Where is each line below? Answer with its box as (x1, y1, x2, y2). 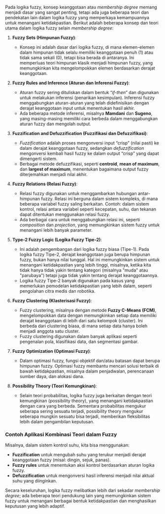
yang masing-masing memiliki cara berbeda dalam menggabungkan (19, 116, 158, 121)
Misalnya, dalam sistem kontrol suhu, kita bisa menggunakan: (5, 442, 130, 448)
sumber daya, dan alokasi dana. (19, 374, 85, 379)
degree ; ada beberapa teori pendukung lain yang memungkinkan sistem (5, 493, 151, 499)
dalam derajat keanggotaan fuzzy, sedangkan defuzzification (19, 145, 144, 151)
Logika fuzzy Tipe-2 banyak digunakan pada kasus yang (19, 278, 135, 283)
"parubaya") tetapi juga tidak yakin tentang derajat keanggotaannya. (19, 273, 159, 278)
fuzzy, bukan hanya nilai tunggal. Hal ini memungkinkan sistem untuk (19, 257, 160, 263)
